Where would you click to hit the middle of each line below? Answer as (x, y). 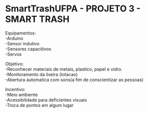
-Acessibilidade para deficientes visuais (46, 100)
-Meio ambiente (22, 95)
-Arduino (14, 38)
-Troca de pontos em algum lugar (39, 105)
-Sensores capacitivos (28, 49)
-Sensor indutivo (22, 43)
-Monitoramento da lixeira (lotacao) (42, 74)
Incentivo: (15, 89)
